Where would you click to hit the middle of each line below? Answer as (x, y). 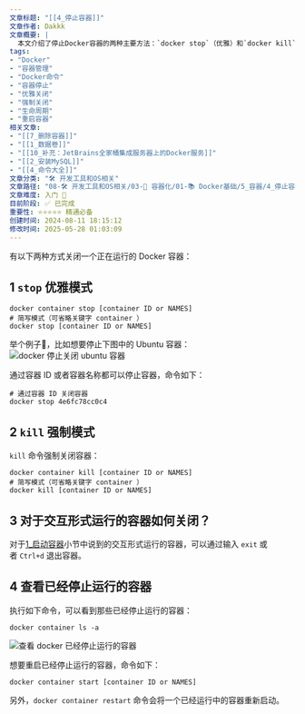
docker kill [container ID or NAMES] (81, 491)
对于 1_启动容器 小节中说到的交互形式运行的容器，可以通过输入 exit (133, 544)
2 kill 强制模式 (52, 432)
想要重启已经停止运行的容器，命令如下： (85, 665)
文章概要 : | (30, 35)
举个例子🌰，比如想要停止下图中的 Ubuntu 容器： (100, 344)
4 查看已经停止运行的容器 (81, 587)
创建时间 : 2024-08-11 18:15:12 (66, 220)
